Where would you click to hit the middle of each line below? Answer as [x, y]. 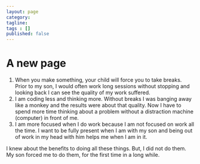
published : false [28, 34]
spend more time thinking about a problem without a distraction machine [104, 112]
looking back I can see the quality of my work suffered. [82, 92]
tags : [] [19, 28]
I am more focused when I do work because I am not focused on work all [104, 124]
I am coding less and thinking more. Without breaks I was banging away [103, 99]
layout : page [22, 12]
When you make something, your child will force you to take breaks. [98, 80]
